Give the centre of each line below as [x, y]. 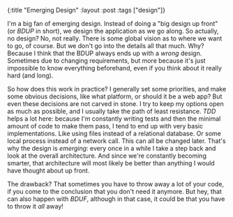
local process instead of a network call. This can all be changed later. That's [116, 141]
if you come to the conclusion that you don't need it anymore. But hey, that [114, 192]
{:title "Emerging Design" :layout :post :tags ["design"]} [87, 10]
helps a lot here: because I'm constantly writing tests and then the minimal [114, 119]
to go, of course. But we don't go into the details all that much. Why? [106, 46]
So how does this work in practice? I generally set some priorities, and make [117, 89]
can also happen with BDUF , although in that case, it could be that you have [116, 199]
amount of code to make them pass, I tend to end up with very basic [105, 126]
